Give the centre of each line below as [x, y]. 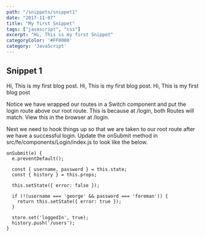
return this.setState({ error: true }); [69, 201]
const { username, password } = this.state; [69, 169]
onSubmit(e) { [24, 153]
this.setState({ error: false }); [56, 185]
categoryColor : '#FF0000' [39, 40]
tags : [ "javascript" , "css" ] [43, 29]
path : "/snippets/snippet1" [42, 12]
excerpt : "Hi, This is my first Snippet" [60, 35]
